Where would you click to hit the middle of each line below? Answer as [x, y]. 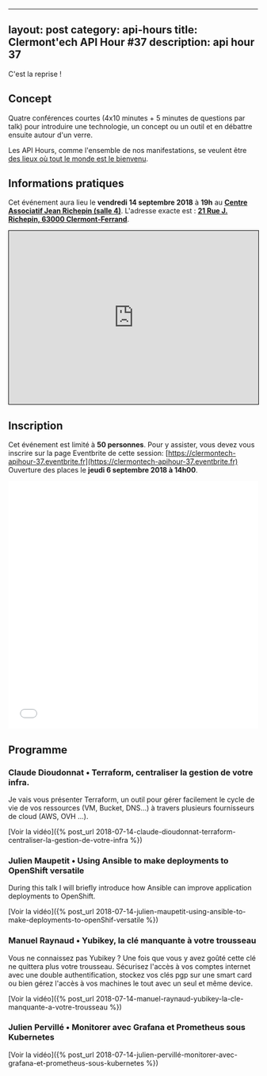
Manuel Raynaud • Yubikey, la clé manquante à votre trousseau [132, 940]
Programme [38, 750]
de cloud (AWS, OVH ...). [48, 816]
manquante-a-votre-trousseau [58, 1007]
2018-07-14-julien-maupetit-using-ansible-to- [171, 912]
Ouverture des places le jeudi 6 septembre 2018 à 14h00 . [103, 470]
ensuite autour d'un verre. [51, 135]
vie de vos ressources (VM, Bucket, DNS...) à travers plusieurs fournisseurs [132, 808]
